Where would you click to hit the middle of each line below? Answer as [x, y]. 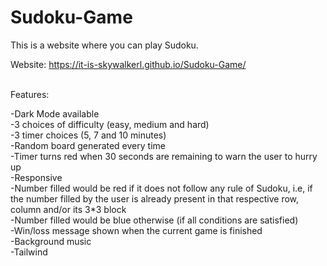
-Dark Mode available [55, 113]
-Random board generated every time [88, 145]
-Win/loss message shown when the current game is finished [136, 230]
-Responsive [36, 177]
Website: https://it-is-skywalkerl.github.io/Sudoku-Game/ [128, 64]
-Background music [51, 241]
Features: [30, 94]
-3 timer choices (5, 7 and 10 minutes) [88, 135]
